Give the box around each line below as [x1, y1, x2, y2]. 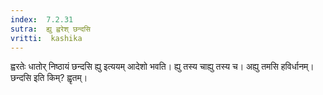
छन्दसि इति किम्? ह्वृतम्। [10, 72, 88, 84]
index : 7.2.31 [10, 14, 74, 25]
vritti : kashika [10, 33, 83, 43]
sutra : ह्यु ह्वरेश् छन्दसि [10, 24, 92, 34]
